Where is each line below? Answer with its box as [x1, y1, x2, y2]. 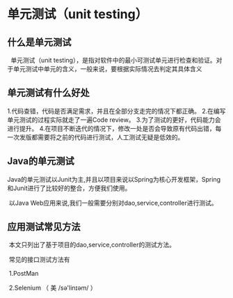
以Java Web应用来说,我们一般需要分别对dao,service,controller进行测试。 [8, 198, 218, 207]
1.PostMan [8, 269, 39, 278]
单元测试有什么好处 [7, 87, 90, 99]
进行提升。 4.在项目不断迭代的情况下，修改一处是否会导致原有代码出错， [7, 124, 216, 132]
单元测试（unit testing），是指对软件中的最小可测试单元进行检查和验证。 [10, 56, 217, 64]
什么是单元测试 [7, 36, 72, 48]
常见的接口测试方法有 [8, 256, 70, 264]
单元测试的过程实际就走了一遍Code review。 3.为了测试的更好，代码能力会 [7, 116, 221, 124]
